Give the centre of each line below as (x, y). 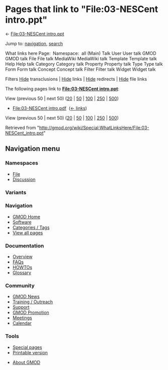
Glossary (22, 273)
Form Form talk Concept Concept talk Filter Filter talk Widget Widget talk (80, 69)
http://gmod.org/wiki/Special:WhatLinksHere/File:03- (94, 128)
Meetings (22, 318)
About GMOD (26, 362)
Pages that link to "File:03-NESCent (82, 9)
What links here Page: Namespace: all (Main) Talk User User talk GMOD (81, 53)
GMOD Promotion (31, 313)
